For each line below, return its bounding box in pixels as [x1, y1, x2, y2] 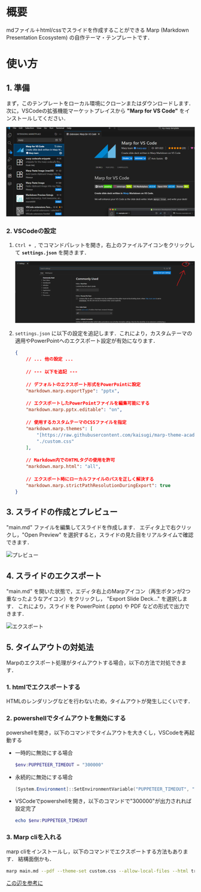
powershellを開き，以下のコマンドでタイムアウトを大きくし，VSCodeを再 [6, 729, 190, 736]
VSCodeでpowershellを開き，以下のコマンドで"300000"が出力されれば [14, 797, 192, 805]
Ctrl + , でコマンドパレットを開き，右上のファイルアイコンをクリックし [14, 241, 195, 248]
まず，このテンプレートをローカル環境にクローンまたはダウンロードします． [6, 99, 194, 106]
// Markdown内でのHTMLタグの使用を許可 [26, 457, 115, 464]
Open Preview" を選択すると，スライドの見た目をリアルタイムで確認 [24, 531, 194, 538]
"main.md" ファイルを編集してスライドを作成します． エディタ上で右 [6, 524, 176, 531]
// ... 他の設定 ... [26, 357, 74, 363]
